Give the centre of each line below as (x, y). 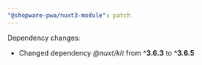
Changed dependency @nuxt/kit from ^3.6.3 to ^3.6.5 (107, 52)
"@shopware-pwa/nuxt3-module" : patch (69, 15)
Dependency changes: (44, 38)
